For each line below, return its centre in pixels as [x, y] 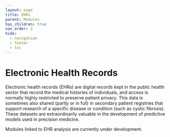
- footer [19, 43]
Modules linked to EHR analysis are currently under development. [74, 129]
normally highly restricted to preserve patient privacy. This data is [74, 97]
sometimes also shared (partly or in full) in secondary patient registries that [84, 103]
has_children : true [26, 24]
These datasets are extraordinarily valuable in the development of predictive [85, 114]
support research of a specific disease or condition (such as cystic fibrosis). [85, 108]
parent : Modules [22, 19]
